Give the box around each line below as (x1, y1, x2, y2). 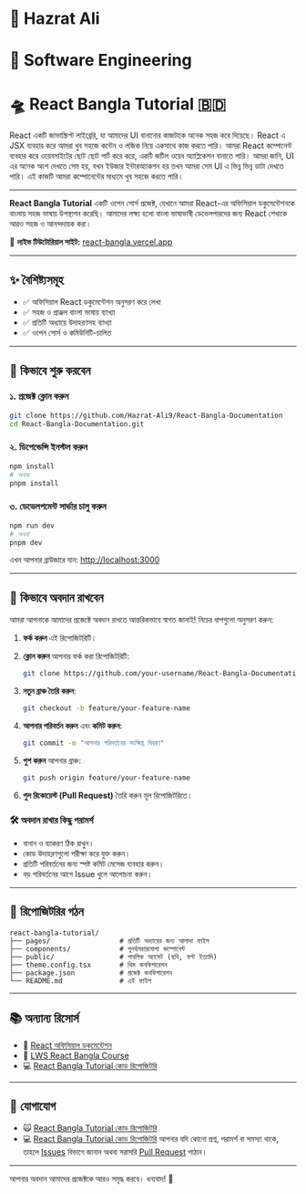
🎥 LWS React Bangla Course (22, 1050, 129, 1061)
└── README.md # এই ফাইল (9, 976, 152, 985)
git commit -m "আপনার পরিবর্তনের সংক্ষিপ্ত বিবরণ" (22, 738, 165, 748)
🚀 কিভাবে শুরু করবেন (9, 362, 91, 378)
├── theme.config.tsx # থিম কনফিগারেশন (9, 960, 168, 969)
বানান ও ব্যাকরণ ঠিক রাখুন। (22, 838, 95, 849)
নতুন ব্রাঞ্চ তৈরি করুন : (22, 686, 76, 696)
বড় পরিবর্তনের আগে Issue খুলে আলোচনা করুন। (22, 869, 153, 880)
